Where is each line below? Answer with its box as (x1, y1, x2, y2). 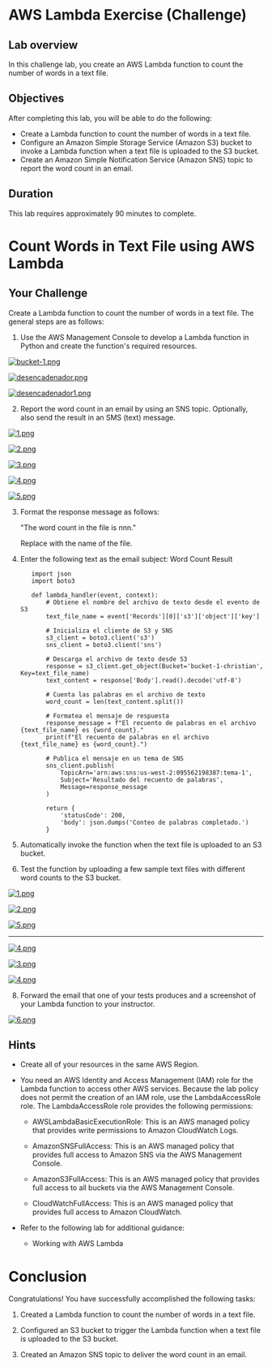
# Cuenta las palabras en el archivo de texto (45, 690, 206, 699)
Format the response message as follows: (19, 507, 160, 516)
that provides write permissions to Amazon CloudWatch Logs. (32, 1126, 239, 1136)
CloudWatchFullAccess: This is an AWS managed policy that (32, 1199, 234, 1209)
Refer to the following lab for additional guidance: (19, 1223, 185, 1233)
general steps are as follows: (8, 317, 104, 326)
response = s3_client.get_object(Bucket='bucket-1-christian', (45, 662, 264, 671)
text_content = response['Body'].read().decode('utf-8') (45, 676, 242, 684)
